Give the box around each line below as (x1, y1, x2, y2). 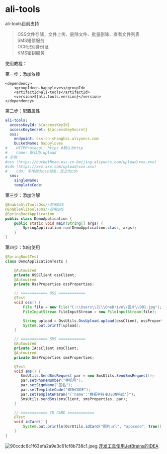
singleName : (14, 178, 39, 183)
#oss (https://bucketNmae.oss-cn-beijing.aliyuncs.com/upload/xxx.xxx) (5, 159, 157, 164)
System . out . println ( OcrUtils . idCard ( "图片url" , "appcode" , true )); (23, 424, 164, 429)
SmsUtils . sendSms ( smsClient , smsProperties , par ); (20, 396, 128, 402)
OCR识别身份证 (17, 43, 49, 49)
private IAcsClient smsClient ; (14, 346, 79, 351)
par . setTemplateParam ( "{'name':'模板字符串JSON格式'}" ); (20, 392, 136, 397)
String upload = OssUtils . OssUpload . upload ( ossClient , (23, 318, 139, 323)
